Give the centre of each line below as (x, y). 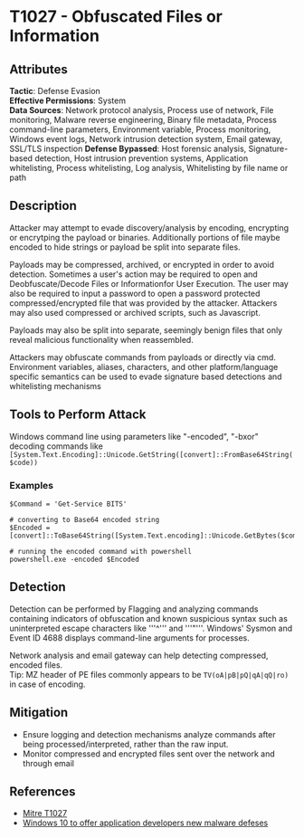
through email (48, 763)
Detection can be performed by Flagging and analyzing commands (134, 609)
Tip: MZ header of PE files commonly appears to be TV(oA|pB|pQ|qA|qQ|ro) (149, 674)
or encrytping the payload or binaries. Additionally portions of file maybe (145, 237)
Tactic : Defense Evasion (55, 91)
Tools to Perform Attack (78, 415)
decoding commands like (57, 446)
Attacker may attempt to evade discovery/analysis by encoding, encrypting (149, 227)
